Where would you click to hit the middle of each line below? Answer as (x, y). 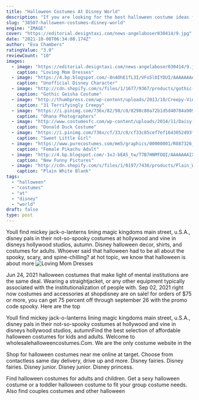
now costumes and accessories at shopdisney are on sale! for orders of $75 (99, 294)
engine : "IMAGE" (26, 28)
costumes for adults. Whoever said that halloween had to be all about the (95, 251)
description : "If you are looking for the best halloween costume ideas (98, 17)
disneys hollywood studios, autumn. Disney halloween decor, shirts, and (94, 244)
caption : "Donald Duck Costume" (57, 127)
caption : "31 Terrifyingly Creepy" (61, 105)
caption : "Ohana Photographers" (57, 116)
